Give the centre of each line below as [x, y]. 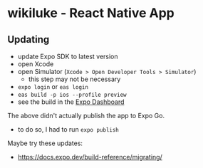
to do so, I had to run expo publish [68, 129]
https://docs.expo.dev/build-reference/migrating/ [90, 157]
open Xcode [36, 64]
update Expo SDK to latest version [68, 56]
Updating [28, 40]
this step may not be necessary [74, 79]
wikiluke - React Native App [91, 13]
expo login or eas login [53, 86]
